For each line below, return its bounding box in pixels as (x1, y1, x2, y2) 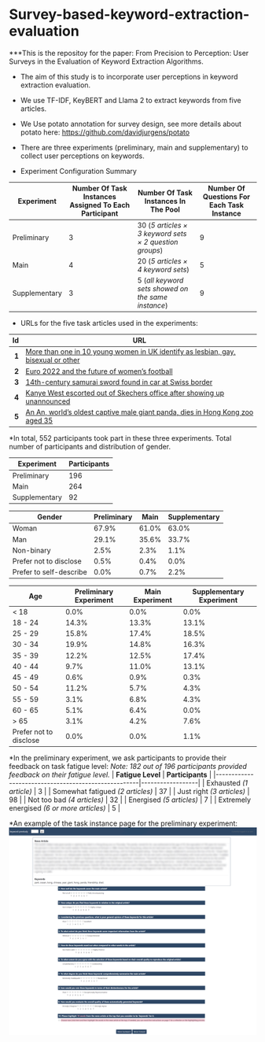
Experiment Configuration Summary (20, 166, 137, 176)
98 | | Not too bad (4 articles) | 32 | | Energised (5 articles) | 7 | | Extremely (9, 795, 251, 804)
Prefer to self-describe (12, 567, 87, 577)
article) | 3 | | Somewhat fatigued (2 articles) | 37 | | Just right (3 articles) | (9, 786, 250, 796)
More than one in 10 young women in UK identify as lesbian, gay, (25, 347, 237, 357)
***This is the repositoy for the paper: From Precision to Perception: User (9, 48, 249, 57)
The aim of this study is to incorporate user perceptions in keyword (20, 72, 238, 81)
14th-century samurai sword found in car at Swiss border (25, 377, 213, 386)
